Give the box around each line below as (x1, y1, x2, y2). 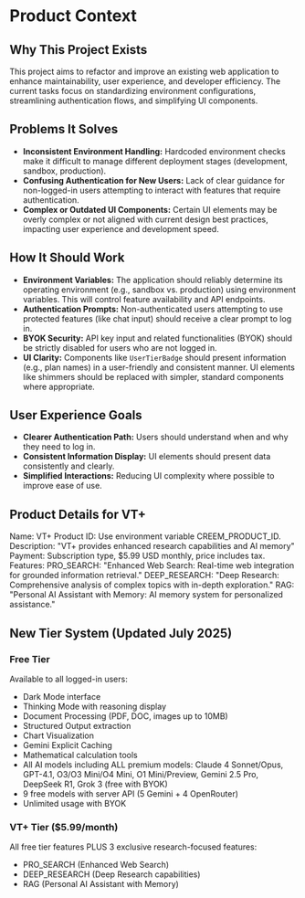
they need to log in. (22, 441, 96, 452)
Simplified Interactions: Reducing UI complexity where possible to (22, 470, 275, 481)
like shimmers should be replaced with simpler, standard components (22, 371, 285, 382)
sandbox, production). (22, 165, 107, 176)
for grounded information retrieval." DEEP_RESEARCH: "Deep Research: (9, 570, 280, 581)
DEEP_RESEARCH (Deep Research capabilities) (22, 869, 201, 880)
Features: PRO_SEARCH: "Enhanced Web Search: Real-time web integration (9, 560, 295, 571)
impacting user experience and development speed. (22, 223, 219, 234)
